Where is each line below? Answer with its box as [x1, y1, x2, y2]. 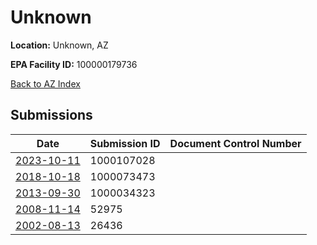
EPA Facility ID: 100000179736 [10, 58, 138, 70]
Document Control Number [169, 136, 302, 150]
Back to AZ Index [10, 77, 81, 90]
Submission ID [89, 136, 161, 150]
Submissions [10, 107, 93, 124]
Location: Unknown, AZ [10, 39, 109, 51]
